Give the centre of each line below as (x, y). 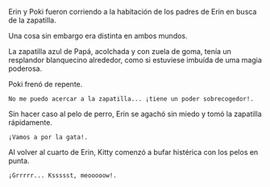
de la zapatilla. (32, 20)
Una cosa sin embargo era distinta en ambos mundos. (98, 36)
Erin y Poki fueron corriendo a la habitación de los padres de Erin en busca (133, 12)
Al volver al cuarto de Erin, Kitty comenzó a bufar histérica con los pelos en (133, 152)
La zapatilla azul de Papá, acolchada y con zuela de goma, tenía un (120, 51)
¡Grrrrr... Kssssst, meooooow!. (62, 176)
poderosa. (25, 69)
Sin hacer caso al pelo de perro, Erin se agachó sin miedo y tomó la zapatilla (135, 114)
